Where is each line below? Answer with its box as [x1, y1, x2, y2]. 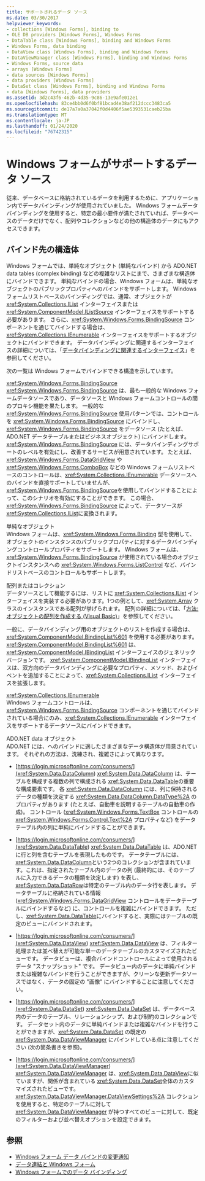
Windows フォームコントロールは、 [6, 698, 96, 706]
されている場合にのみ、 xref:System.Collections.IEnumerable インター [6, 714, 181, 722]
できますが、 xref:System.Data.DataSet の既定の [26, 1028, 147, 1035]
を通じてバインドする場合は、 [32, 323, 108, 330]
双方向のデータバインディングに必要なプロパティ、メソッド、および [22, 664, 193, 671]
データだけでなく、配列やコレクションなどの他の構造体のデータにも [17, 217, 188, 224]
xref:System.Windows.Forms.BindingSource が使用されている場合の [6, 553, 178, 561]
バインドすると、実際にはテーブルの [102, 912, 193, 919]
